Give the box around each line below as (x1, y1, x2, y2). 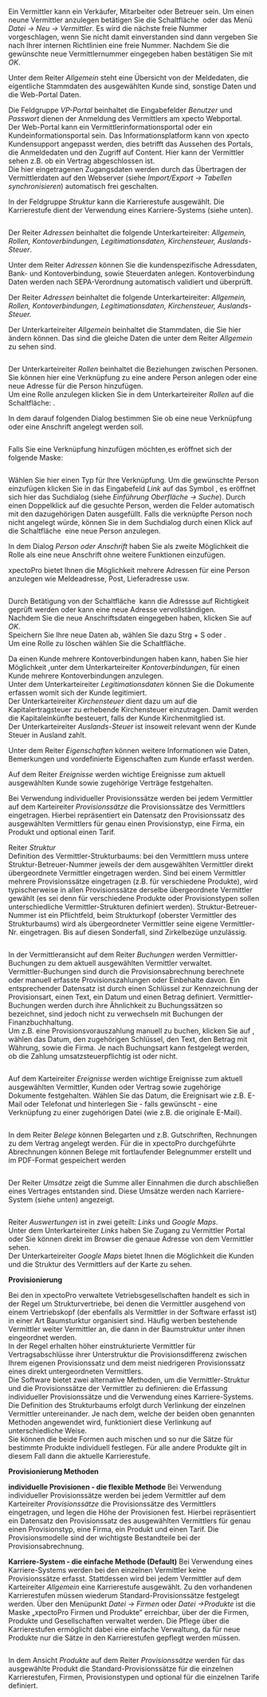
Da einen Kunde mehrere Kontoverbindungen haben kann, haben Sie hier (8, 654, 249, 664)
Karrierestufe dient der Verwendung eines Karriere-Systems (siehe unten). (8, 206, 253, 214)
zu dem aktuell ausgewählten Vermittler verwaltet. (47, 958, 213, 967)
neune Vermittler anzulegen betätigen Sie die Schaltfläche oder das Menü (8, 15, 253, 25)
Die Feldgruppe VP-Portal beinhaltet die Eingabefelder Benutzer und (8, 105, 233, 115)
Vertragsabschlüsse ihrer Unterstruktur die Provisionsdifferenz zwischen (8, 1350, 247, 1359)
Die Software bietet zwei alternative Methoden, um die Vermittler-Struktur (8, 1375, 250, 1385)
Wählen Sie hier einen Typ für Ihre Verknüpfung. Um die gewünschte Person (8, 476, 259, 484)
